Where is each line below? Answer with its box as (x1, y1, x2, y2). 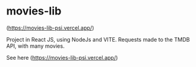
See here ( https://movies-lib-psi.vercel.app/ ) (6, 54, 118, 61)
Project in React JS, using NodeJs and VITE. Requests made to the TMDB (6, 36, 190, 43)
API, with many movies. (6, 42, 65, 49)
